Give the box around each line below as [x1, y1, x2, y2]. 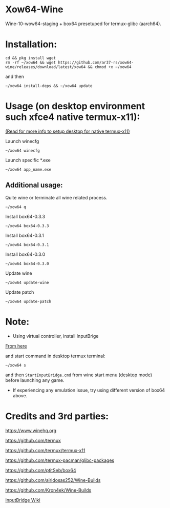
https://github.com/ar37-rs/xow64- [58, 60, 134, 65]
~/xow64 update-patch [5, 299, 52, 304]
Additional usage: [5, 181, 63, 190]
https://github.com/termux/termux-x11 [5, 447, 86, 453]
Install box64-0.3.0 [5, 251, 46, 257]
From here [5, 342, 27, 349]
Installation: [5, 38, 57, 50]
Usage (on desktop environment [5, 100, 145, 112]
